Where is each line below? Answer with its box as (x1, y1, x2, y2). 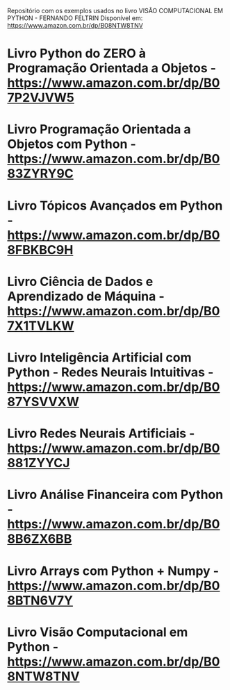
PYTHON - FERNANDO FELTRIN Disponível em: (7, 14, 143, 22)
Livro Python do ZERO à (7, 46, 147, 62)
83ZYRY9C (7, 166, 74, 182)
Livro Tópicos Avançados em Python (7, 198, 223, 213)
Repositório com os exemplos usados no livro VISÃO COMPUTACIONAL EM (7, 7, 224, 15)
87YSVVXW (7, 394, 80, 410)
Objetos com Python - (7, 136, 137, 152)
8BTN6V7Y (7, 592, 74, 608)
